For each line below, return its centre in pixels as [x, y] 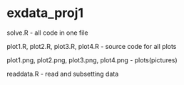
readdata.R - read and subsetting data [63, 74]
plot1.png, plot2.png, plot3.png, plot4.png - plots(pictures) [92, 60]
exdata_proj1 [45, 13]
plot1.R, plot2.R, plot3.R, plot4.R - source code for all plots [92, 46]
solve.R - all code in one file [47, 33]
